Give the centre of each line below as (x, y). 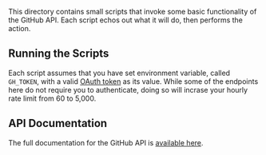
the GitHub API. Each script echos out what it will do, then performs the (126, 20)
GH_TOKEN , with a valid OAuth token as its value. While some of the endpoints (133, 81)
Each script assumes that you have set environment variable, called (119, 73)
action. (20, 28)
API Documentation (58, 123)
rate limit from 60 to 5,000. (52, 98)
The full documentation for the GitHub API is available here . (106, 142)
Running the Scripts (59, 54)
